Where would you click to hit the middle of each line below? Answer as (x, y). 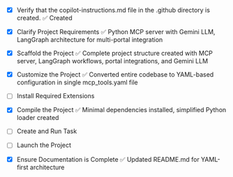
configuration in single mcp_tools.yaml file (77, 82)
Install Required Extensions (55, 96)
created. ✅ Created (44, 18)
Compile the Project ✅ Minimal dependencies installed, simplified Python (121, 110)
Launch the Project (44, 145)
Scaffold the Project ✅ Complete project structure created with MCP (115, 53)
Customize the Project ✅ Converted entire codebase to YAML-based (115, 75)
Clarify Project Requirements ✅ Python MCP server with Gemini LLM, (116, 32)
